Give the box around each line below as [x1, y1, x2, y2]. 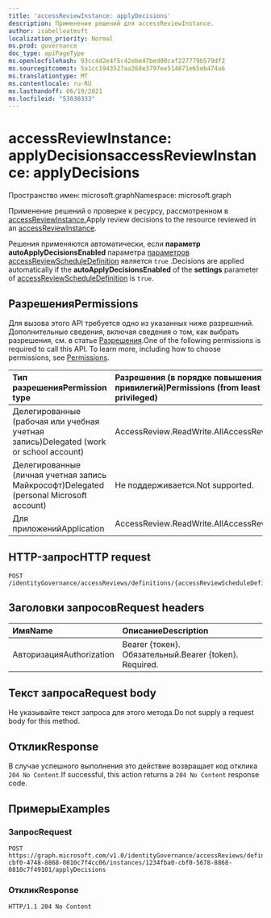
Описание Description [122, 624, 209, 636]
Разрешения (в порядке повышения [115, 372, 262, 383]
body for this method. [8, 717, 81, 726]
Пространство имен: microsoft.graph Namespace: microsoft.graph [8, 191, 231, 201]
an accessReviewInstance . [8, 223, 97, 233]
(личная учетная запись [12, 470, 107, 480]
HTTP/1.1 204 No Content [8, 903, 92, 911]
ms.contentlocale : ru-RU [8, 79, 92, 87]
